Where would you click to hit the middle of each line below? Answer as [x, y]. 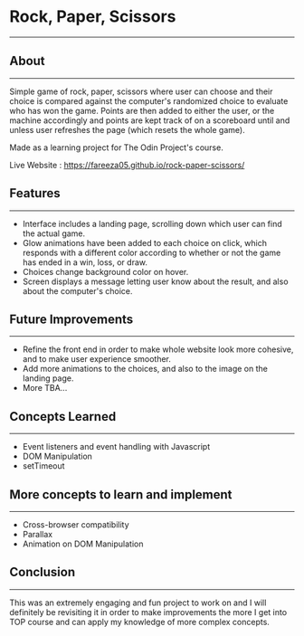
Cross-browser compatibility [76, 525]
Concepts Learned [63, 417]
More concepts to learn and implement [121, 494]
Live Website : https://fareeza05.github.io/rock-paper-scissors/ [127, 165]
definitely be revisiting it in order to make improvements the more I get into [148, 612]
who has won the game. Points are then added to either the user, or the [142, 110]
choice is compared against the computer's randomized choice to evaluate [149, 100]
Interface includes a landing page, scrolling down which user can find [152, 223]
